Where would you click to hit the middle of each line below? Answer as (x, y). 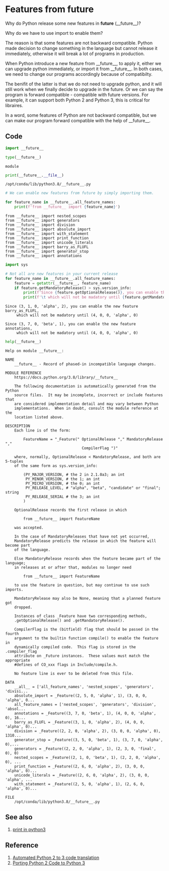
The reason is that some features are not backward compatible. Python (79, 43)
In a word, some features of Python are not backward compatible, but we (81, 115)
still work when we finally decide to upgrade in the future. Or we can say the (84, 89)
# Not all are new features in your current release (62, 274)
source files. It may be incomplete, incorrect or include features (89, 395)
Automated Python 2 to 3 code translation (56, 857)
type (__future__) (23, 157)
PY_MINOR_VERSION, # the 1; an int (63, 479)
